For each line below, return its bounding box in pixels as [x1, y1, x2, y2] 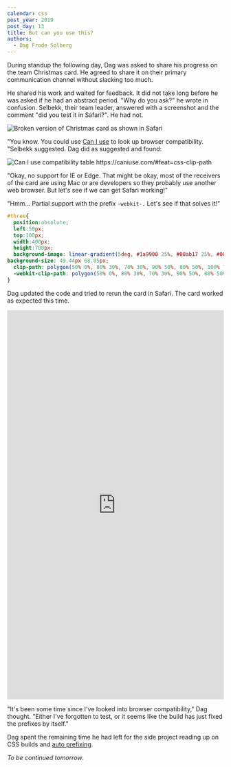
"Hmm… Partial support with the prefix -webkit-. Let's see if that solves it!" [7, 199, 221, 207]
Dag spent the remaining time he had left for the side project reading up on [7, 733, 219, 741]
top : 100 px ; [13, 232, 45, 239]
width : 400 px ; [13, 238, 51, 245]
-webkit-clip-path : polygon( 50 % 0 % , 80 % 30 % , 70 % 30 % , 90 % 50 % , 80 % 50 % [13, 270, 226, 277]
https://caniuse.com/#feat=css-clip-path [96, 158, 212, 166]
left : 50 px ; [13, 225, 45, 233]
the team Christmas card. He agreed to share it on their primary [7, 68, 187, 76]
